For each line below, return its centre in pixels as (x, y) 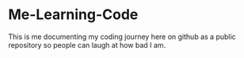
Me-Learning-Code (73, 15)
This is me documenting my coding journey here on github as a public (122, 37)
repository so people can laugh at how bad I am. (87, 44)
